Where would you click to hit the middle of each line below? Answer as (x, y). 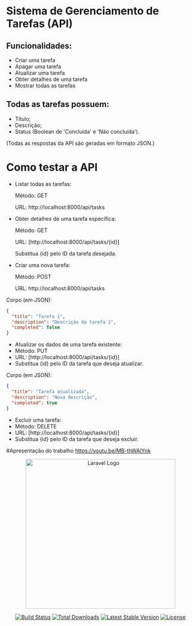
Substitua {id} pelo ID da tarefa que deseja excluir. (77, 439)
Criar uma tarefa (35, 60)
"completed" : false (36, 327)
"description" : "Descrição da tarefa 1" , (64, 322)
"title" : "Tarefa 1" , (39, 316)
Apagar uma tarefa (38, 66)
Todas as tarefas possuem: (58, 104)
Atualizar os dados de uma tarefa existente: (68, 345)
